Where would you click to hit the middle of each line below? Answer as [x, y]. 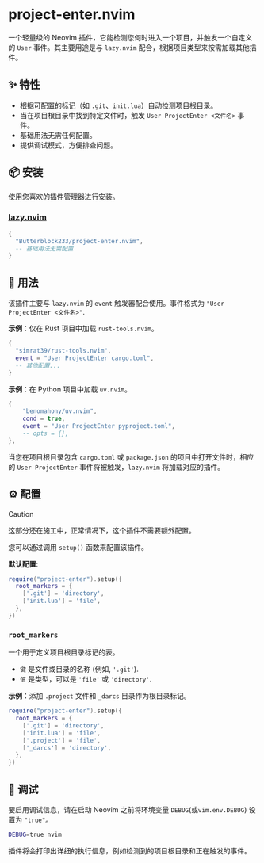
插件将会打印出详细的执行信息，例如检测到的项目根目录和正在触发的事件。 [130, 850]
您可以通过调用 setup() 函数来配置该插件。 [78, 547]
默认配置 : [23, 563]
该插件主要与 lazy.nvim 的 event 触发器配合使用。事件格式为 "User [116, 304]
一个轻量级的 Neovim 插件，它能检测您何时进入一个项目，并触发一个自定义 [130, 37]
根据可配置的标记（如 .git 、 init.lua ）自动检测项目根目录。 [119, 105]
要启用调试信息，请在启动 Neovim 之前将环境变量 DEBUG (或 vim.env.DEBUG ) [128, 809]
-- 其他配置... [38, 365]
